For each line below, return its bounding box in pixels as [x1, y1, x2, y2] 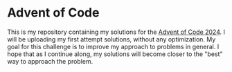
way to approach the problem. [7, 57, 93, 65]
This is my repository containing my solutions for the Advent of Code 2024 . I [7, 28, 225, 36]
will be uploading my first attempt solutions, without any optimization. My [7, 35, 216, 43]
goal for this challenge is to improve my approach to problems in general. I [7, 42, 220, 51]
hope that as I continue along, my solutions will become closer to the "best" [7, 50, 223, 58]
